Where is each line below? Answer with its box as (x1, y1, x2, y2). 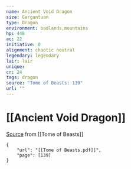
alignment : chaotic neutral (6, 47, 76, 53)
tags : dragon (6, 74, 38, 80)
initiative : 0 (6, 42, 41, 48)
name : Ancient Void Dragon (6, 8, 73, 15)
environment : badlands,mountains (6, 25, 89, 31)
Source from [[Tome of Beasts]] (6, 131, 84, 138)
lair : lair (6, 58, 33, 64)
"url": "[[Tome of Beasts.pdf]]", (17, 147, 101, 153)
